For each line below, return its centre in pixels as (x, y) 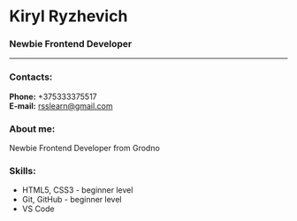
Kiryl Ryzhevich (69, 16)
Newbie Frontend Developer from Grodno (85, 149)
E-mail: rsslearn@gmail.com (61, 106)
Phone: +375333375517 (53, 96)
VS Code (38, 209)
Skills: (23, 171)
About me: (32, 128)
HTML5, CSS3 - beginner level (77, 190)
